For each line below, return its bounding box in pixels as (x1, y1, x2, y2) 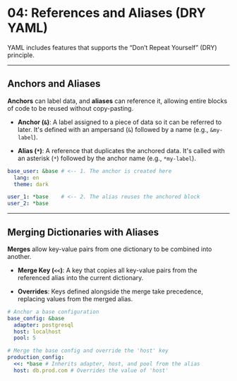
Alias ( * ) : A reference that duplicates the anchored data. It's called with (17, 146, 226, 155)
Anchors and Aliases (7, 78, 101, 90)
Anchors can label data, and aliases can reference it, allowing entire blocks (7, 97, 228, 105)
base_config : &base (7, 315, 65, 322)
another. (7, 252, 32, 260)
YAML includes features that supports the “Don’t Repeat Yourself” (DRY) (7, 43, 217, 52)
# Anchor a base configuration (7, 308, 99, 315)
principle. (7, 51, 35, 59)
